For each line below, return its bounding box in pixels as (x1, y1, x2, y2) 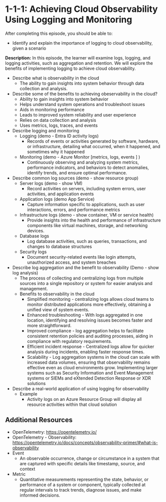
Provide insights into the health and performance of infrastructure (27, 217, 161, 223)
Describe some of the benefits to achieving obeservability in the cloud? (12, 91, 158, 97)
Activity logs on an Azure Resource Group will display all (27, 396, 142, 402)
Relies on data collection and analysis (19, 117, 96, 123)
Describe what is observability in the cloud (12, 75, 100, 81)
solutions (27, 380, 46, 386)
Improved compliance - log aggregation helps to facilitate (27, 328, 144, 334)
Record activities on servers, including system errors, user (27, 185, 146, 191)
